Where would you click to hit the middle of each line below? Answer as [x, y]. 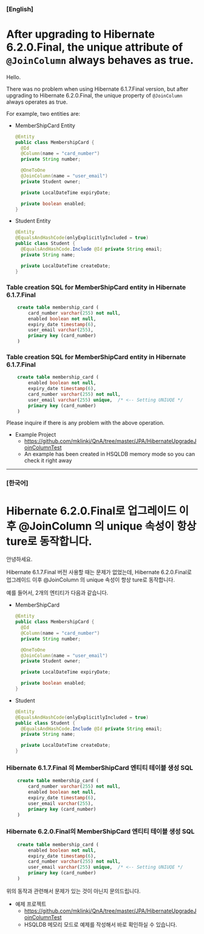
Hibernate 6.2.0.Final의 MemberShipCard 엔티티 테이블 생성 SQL [100, 832]
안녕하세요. [19, 559]
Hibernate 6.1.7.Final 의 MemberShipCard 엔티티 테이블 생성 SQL [100, 768]
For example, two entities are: [43, 113]
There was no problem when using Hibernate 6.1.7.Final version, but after [97, 89]
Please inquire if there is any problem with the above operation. [86, 423]
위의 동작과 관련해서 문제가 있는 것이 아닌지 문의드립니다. [73, 891]
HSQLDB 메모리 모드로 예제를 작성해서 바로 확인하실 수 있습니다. [100, 924]
